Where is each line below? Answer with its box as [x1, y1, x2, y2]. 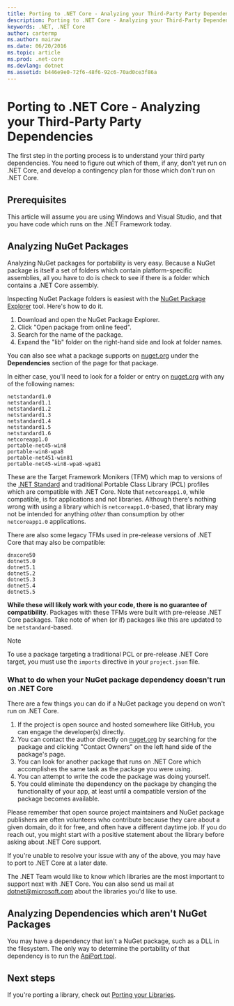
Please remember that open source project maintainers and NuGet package [7, 808, 224, 817]
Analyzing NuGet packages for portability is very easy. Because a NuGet [7, 259, 216, 268]
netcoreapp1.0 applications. [7, 518, 86, 526]
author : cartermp [7, 29, 58, 37]
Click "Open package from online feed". [17, 323, 132, 332]
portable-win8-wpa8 [7, 449, 64, 455]
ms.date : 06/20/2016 [7, 43, 68, 50]
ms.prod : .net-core [7, 56, 64, 63]
